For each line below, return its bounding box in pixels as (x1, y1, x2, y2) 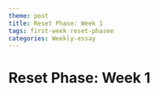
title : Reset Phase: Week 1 (8, 19, 104, 27)
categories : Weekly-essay (8, 34, 96, 43)
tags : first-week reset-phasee (8, 27, 114, 35)
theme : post (8, 11, 49, 20)
